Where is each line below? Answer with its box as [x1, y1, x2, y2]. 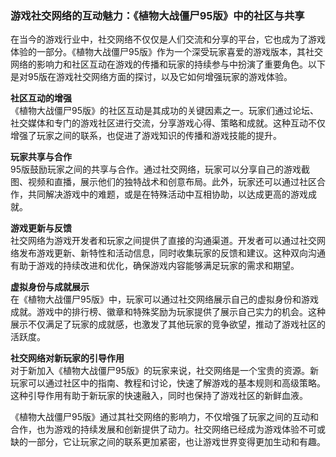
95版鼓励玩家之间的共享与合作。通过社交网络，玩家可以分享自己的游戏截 [10, 163, 310, 176]
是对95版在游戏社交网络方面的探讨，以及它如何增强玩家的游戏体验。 [10, 71, 293, 83]
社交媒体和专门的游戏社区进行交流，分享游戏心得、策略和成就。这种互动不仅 [10, 117, 326, 129]
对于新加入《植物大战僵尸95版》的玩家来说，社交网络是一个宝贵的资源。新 [10, 365, 319, 377]
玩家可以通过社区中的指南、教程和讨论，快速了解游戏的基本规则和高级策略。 [10, 377, 326, 389]
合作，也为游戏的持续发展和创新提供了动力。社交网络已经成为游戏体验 [10, 423, 300, 436]
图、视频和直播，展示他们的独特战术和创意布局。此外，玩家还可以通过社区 [10, 176, 317, 188]
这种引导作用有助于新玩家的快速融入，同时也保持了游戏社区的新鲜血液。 [10, 390, 308, 402]
